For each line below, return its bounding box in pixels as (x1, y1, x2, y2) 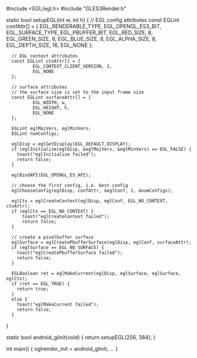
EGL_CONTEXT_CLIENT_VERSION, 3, (32, 63, 112, 69)
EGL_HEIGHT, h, (32, 105, 70, 111)
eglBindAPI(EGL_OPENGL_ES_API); (11, 172, 92, 178)
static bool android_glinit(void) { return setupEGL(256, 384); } (6, 334, 156, 341)
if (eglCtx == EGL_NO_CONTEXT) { (11, 208, 94, 214)
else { (11, 296, 28, 302)
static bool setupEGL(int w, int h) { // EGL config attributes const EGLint (6, 17, 180, 23)
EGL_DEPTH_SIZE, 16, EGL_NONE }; (6, 41, 93, 49)
